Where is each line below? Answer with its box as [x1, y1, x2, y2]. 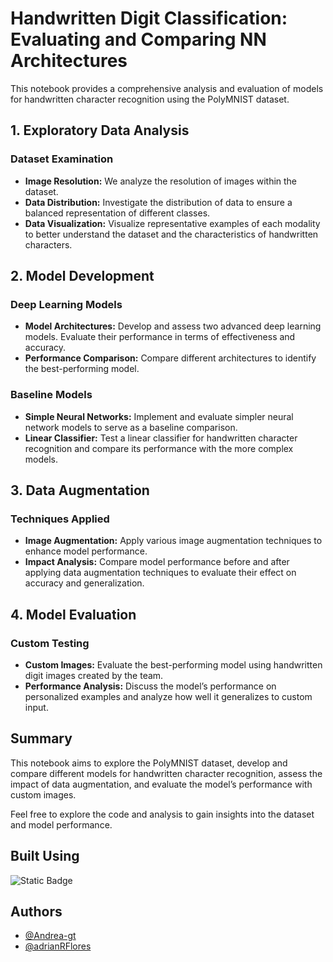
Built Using [10, 848, 80, 865]
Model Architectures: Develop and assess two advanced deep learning [24, 320, 322, 332]
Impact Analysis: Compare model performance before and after [24, 556, 290, 568]
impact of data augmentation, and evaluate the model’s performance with [10, 778, 313, 790]
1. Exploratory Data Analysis [10, 122, 190, 139]
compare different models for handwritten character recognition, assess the [10, 767, 323, 779]
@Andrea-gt [24, 930, 77, 942]
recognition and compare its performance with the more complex [24, 442, 294, 454]
